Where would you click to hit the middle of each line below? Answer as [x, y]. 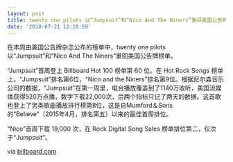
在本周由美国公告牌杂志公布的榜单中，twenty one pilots [87, 47]
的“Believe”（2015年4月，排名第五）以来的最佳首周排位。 [90, 114]
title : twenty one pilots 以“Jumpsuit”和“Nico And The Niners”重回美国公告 [115, 20]
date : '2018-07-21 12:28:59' [49, 26]
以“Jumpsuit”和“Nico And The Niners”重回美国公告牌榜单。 [92, 56]
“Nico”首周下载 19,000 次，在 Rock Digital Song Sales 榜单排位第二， [106, 129]
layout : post [26, 14]
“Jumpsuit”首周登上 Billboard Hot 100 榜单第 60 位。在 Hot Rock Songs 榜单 [115, 71]
